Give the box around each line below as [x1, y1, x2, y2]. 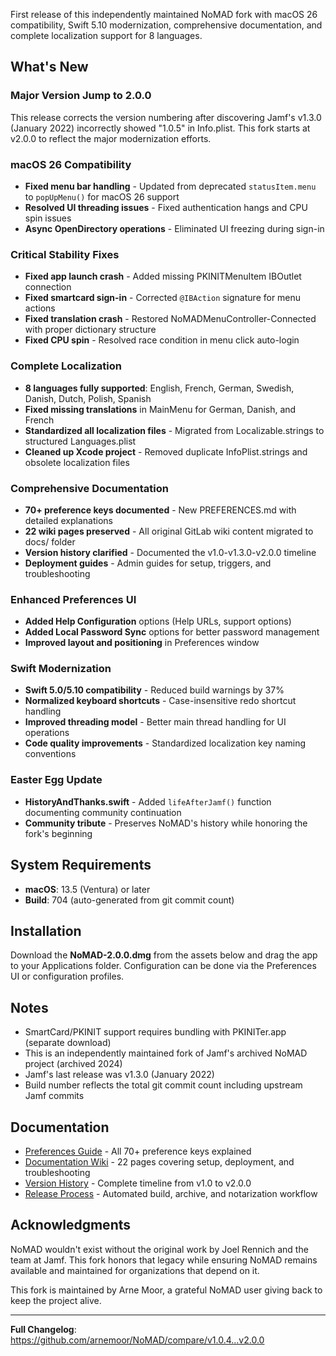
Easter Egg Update [10, 773, 103, 787]
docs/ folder [24, 535, 76, 548]
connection [24, 281, 72, 293]
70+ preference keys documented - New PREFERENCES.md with [24, 504, 297, 516]
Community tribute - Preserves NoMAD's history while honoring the [24, 817, 308, 829]
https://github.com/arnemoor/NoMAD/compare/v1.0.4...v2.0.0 [10, 1334, 265, 1346]
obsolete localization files [24, 456, 130, 468]
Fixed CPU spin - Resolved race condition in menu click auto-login [24, 334, 300, 346]
